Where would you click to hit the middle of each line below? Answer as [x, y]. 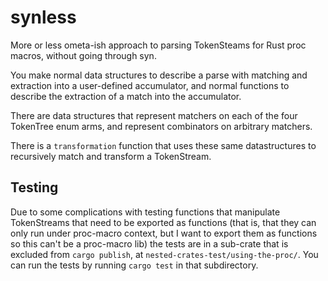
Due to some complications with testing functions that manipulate [145, 212]
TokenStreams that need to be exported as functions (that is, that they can [163, 222]
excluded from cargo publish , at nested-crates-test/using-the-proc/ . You [164, 254]
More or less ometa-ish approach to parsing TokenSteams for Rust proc [158, 45]
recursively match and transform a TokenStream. [111, 156]
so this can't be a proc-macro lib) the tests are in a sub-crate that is [149, 243]
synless [43, 17]
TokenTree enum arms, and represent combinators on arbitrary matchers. [161, 126]
